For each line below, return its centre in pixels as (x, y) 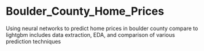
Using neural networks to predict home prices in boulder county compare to (102, 28)
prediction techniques (33, 41)
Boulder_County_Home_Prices (85, 11)
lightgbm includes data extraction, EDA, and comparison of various (91, 34)
